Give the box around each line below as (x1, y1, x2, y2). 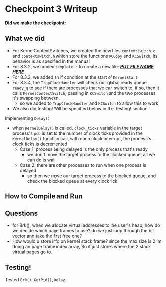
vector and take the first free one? (12, 233, 82, 239)
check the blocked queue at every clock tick (27, 178, 118, 184)
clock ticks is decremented (12, 141, 68, 147)
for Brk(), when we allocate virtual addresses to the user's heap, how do (12, 222, 160, 228)
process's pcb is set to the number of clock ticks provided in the (12, 130, 143, 136)
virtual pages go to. (12, 249, 53, 255)
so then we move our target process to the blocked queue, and (27, 173, 156, 179)
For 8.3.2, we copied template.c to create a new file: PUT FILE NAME (12, 63, 154, 69)
